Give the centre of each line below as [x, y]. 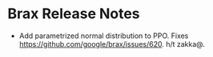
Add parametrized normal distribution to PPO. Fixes [104, 36]
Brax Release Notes [74, 14]
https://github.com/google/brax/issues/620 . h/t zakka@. [112, 44]
